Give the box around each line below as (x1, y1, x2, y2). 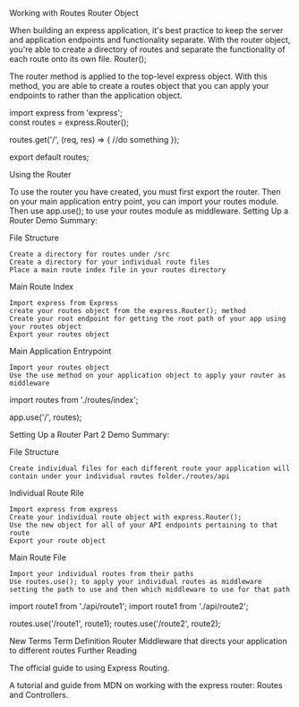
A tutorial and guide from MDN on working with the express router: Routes (9, 680, 284, 690)
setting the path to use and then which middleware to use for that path (9, 585, 291, 594)
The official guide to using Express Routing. (9, 663, 170, 673)
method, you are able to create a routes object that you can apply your (9, 81, 269, 91)
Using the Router (9, 170, 72, 179)
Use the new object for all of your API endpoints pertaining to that (9, 520, 278, 529)
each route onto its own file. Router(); (9, 54, 147, 64)
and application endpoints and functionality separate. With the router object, (9, 35, 291, 45)
